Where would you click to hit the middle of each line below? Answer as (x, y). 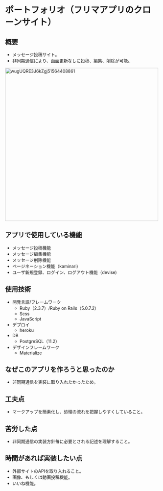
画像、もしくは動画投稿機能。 (42, 477)
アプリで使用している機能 (44, 235)
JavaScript (30, 319)
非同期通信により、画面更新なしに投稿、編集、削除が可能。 (72, 61)
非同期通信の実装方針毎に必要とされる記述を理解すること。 (72, 442)
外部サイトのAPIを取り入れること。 (48, 471)
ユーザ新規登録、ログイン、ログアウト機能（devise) (64, 272)
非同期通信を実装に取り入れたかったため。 (55, 382)
